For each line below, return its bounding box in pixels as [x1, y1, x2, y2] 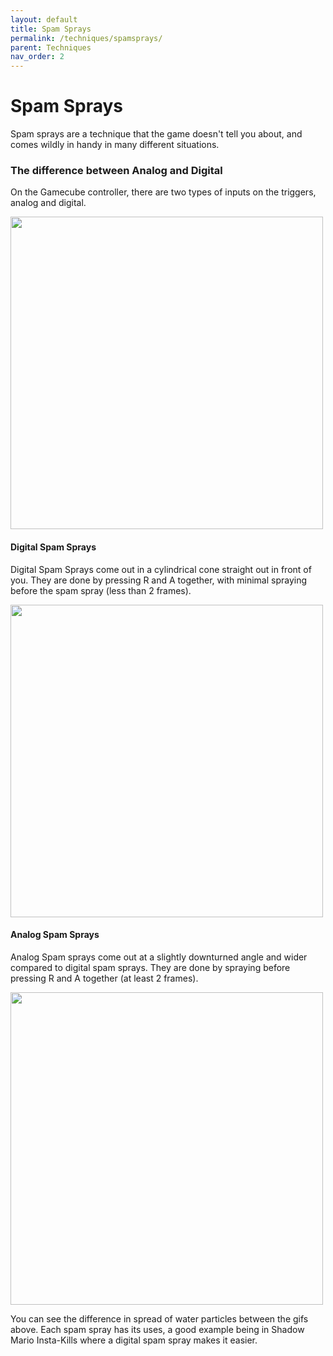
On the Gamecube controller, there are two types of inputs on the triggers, [10, 186, 317, 198]
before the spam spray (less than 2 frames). [10, 584, 192, 596]
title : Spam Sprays [10, 24, 92, 34]
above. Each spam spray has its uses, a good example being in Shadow [10, 1323, 305, 1335]
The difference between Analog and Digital [10, 163, 223, 177]
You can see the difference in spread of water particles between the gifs [10, 1312, 309, 1325]
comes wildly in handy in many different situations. [10, 139, 220, 151]
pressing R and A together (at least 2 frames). [10, 972, 199, 984]
